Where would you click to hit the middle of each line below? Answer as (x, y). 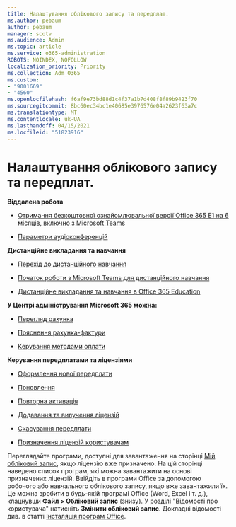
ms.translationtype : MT (42, 112)
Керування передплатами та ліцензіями (70, 360)
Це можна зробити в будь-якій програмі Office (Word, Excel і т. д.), (108, 494)
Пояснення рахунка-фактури (61, 332)
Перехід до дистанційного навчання (72, 264)
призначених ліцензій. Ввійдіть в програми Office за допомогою (104, 479)
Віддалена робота (35, 202)
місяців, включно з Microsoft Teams (71, 223)
